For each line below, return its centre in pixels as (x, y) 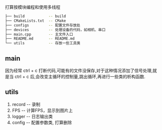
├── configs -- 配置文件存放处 (43, 25)
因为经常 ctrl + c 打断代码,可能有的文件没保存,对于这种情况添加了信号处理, (79, 70)
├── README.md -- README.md (40, 39)
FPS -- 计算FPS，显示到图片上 (42, 110)
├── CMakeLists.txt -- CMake (36, 21)
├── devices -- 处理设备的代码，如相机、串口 (55, 30)
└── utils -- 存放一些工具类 (43, 43)
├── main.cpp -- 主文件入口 (39, 34)
